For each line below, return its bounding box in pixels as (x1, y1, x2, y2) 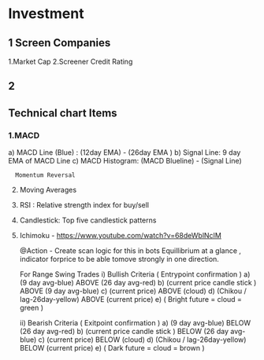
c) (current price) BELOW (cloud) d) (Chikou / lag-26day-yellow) (38, 335, 247, 344)
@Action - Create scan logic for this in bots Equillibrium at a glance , (19, 246, 242, 255)
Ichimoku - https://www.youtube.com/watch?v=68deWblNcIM (19, 231, 222, 241)
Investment (8, 5, 84, 23)
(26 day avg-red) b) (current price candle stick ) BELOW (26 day (19, 327, 229, 336)
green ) (19, 303, 44, 313)
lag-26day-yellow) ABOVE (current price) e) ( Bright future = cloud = (19, 295, 243, 304)
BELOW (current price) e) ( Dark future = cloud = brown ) (19, 343, 205, 353)
